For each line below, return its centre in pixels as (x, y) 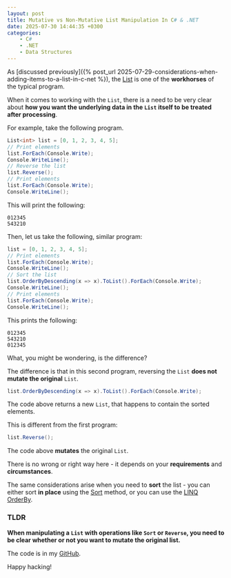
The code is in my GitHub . (44, 553)
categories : (24, 33)
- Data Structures (46, 52)
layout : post (26, 13)
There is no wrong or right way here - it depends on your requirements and (114, 464)
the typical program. (36, 86)
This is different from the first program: (62, 425)
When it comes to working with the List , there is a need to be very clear (110, 99)
